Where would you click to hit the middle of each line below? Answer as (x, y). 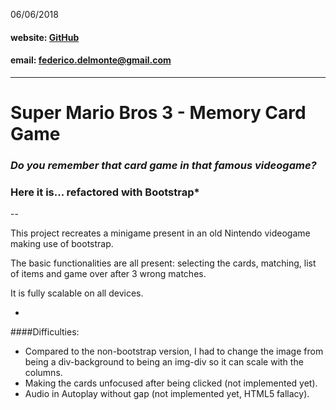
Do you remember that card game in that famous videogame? (163, 165)
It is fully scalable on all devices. (77, 293)
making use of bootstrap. (62, 244)
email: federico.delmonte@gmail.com (91, 60)
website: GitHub (45, 37)
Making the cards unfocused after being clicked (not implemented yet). (171, 383)
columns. (43, 373)
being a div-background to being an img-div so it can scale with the (164, 362)
